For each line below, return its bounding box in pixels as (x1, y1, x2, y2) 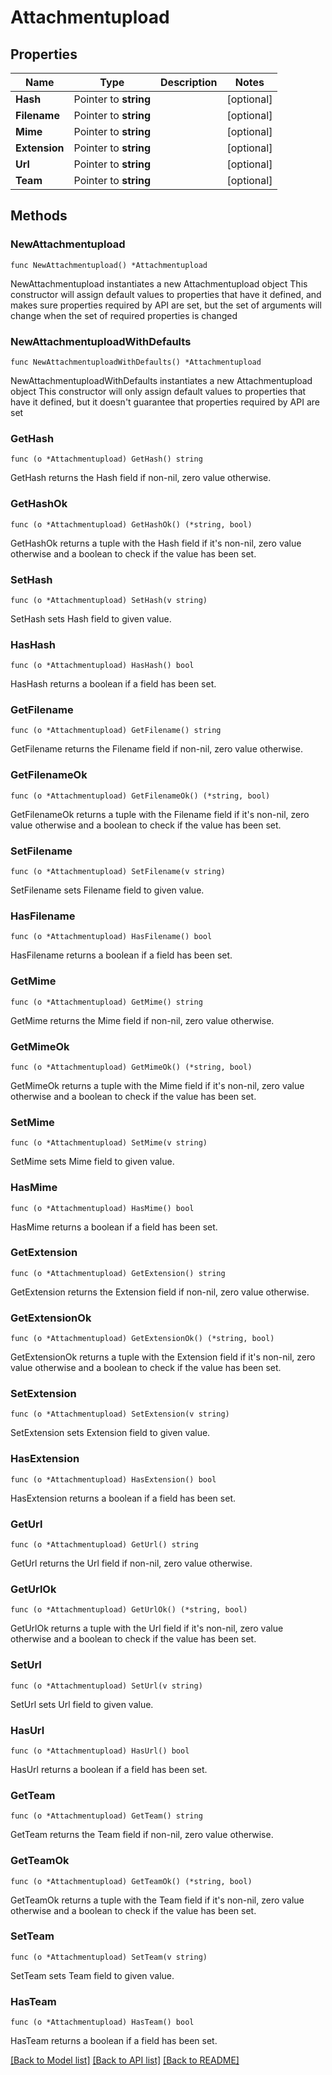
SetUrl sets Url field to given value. (10, 1698, 154, 1710)
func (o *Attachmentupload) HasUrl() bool (10, 1746, 190, 1756)
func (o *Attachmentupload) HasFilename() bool (10, 932, 213, 942)
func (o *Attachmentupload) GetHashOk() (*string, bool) (10, 519, 253, 530)
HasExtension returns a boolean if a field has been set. (10, 1492, 236, 1504)
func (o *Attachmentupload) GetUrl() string (10, 1540, 199, 1550)
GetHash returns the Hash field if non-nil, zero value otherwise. (10, 472, 272, 484)
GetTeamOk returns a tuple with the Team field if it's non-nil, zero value (10, 1894, 305, 1906)
